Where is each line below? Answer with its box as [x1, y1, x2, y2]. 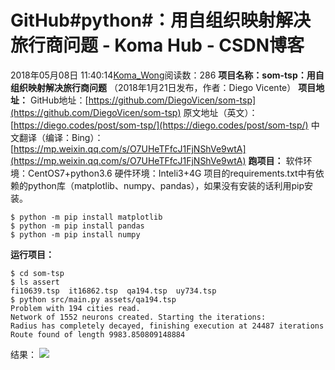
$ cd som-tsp [10, 268, 65, 278]
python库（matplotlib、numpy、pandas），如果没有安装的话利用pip [27, 179, 305, 191]
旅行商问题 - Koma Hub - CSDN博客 [10, 34, 305, 57]
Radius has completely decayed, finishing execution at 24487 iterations [10, 321, 325, 331]
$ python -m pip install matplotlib [10, 212, 163, 222]
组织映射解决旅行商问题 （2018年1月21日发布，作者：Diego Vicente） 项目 [10, 81, 317, 93]
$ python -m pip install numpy [10, 229, 141, 240]
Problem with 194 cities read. [10, 303, 141, 313]
